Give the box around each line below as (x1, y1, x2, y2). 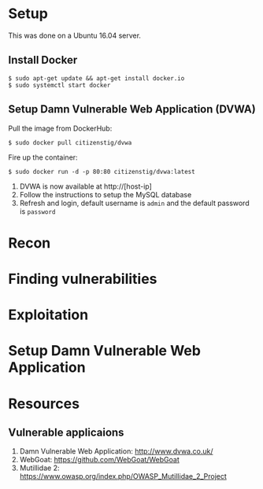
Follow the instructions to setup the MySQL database (19, 189, 192, 199)
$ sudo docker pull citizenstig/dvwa (8, 138, 132, 146)
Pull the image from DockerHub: (8, 123, 113, 133)
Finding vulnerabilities (8, 270, 157, 288)
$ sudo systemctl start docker (8, 81, 111, 89)
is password (19, 206, 56, 216)
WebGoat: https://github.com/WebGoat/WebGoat (19, 455, 180, 465)
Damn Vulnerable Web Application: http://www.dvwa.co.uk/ (19, 447, 213, 456)
